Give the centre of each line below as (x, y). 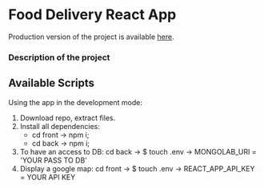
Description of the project (59, 57)
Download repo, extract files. (68, 118)
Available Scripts (51, 83)
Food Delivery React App (92, 15)
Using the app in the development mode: (75, 102)
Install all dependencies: (60, 126)
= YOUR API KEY (48, 177)
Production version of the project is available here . (91, 37)
